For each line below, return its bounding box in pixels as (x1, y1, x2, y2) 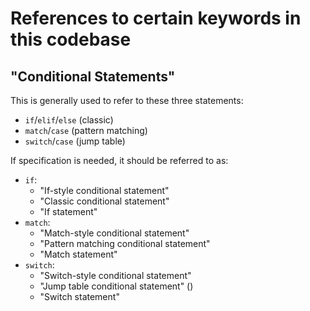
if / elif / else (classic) (24, 114, 114, 126)
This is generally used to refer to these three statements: (10, 95, 244, 106)
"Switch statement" (39, 291, 120, 302)
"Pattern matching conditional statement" (39, 238, 211, 249)
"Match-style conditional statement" (39, 227, 190, 239)
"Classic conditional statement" (39, 195, 170, 207)
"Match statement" (39, 248, 118, 260)
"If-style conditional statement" (39, 185, 170, 196)
